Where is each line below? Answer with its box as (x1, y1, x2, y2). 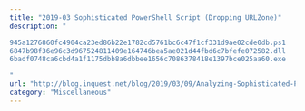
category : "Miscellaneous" (9, 88, 112, 97)
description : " (9, 22, 67, 31)
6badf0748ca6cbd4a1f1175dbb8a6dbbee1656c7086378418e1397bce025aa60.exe (9, 55, 286, 64)
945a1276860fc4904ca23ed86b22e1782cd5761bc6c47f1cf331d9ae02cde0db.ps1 (9, 38, 286, 47)
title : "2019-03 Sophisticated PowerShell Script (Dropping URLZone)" (9, 13, 282, 23)
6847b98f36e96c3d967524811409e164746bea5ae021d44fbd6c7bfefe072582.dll (9, 46, 286, 55)
